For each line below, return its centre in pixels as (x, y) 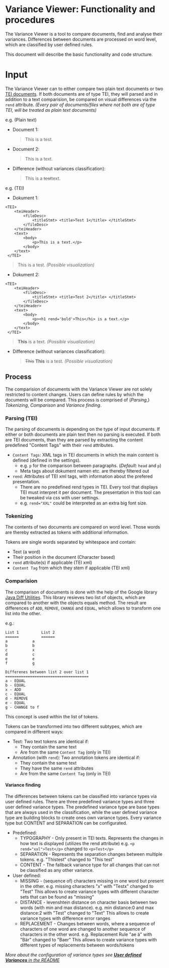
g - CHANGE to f (22, 707)
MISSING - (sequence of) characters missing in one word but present (92, 881)
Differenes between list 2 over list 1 (47, 672)
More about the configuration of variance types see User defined (73, 954)
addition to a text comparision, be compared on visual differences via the (81, 99)
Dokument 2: (26, 274)
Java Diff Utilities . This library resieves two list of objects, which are (75, 597)
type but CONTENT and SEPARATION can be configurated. (66, 823)
